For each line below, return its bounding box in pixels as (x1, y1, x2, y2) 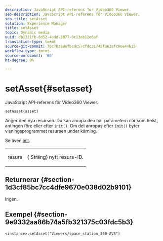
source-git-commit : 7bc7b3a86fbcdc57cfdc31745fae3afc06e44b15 (5, 44, 136, 49)
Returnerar (5, 175, 40, 184)
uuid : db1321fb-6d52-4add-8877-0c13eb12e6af (5, 35, 98, 40)
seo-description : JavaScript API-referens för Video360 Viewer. (5, 12, 140, 17)
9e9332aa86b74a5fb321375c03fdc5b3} (5, 218, 133, 227)
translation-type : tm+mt (5, 39, 56, 44)
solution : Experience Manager (5, 21, 68, 26)
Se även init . (5, 138, 31, 143)
